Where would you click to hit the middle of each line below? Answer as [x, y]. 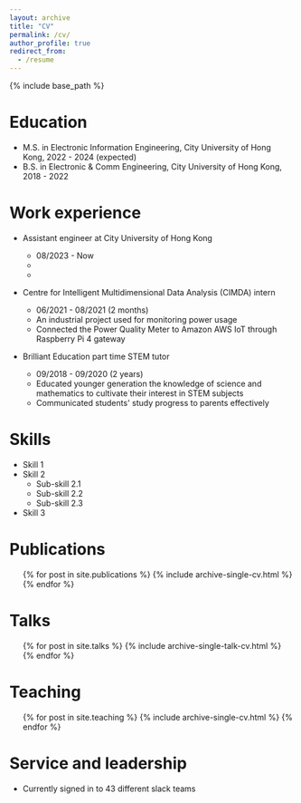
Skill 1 [33, 464]
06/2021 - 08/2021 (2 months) [92, 310]
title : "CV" [32, 26]
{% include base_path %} [57, 86]
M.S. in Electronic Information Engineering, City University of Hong [146, 147]
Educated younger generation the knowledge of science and [149, 383]
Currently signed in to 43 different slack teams [109, 788]
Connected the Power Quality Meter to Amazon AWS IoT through [156, 329]
